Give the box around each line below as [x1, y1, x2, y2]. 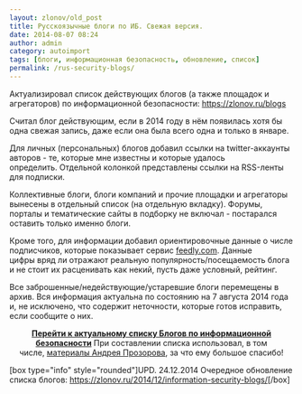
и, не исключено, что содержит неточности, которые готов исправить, [9, 300, 282, 312]
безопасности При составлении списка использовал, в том [35, 337, 268, 348]
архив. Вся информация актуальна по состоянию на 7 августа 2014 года [9, 291, 288, 302]
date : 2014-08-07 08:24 [9, 30, 99, 39]
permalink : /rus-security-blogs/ [9, 64, 135, 73]
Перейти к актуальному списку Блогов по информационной [31, 327, 272, 339]
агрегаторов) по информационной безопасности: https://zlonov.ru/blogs [9, 98, 287, 108]
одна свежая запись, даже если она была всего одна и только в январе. [9, 125, 289, 136]
